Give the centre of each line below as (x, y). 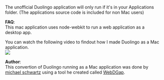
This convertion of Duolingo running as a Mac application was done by (77, 67)
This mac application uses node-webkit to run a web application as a (75, 27)
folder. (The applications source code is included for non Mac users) (75, 12)
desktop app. (18, 32)
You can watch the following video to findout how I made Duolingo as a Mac (82, 42)
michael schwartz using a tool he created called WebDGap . (65, 72)
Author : (13, 62)
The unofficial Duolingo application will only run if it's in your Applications (80, 7)
